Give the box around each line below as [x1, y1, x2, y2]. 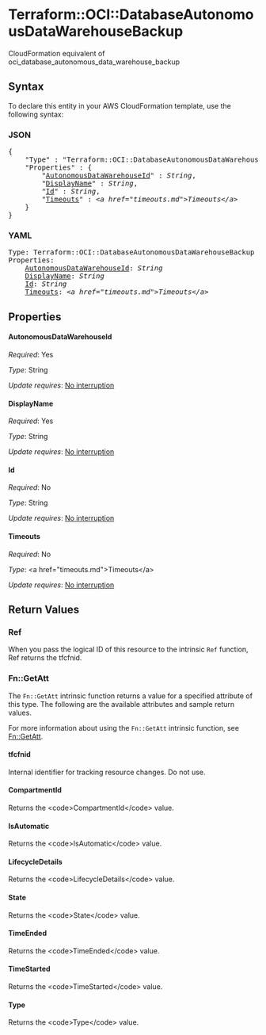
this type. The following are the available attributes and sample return [8, 699, 235, 708]
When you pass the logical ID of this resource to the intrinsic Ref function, [8, 644, 249, 655]
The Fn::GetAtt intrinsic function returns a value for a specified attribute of [8, 691, 253, 701]
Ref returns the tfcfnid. [8, 653, 82, 663]
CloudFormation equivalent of [8, 48, 105, 58]
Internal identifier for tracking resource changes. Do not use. [8, 767, 206, 777]
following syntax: [8, 109, 64, 119]
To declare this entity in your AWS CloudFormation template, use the [8, 101, 231, 110]
